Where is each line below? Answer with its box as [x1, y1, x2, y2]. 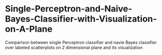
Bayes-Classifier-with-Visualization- [5, 13, 157, 24]
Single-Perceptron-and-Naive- [5, 3, 132, 14]
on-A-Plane [5, 24, 52, 34]
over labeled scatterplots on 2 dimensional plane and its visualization [5, 44, 143, 50]
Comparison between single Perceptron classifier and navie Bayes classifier [5, 39, 157, 45]
